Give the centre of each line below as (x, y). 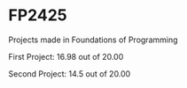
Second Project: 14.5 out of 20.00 (70, 73)
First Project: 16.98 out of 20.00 (66, 56)
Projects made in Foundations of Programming (93, 40)
